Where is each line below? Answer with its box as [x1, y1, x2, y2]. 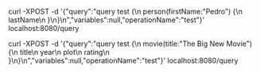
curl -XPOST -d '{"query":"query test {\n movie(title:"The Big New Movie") [8, 39, 253, 48]
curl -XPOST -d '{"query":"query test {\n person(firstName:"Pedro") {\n [8, 7, 243, 16]
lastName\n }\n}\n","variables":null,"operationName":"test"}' [8, 15, 205, 25]
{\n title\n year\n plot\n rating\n [8, 48, 110, 56]
